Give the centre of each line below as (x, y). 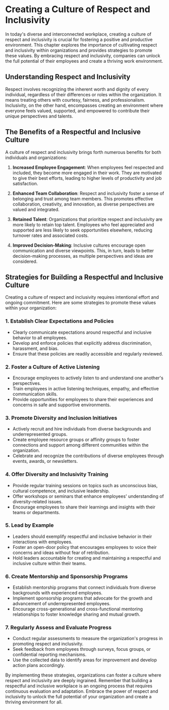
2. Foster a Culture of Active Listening (52, 367)
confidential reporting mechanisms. (49, 655)
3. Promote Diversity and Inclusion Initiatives (61, 418)
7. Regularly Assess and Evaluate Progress (59, 627)
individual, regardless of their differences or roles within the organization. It (83, 94)
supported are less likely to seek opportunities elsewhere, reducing (82, 230)
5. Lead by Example (30, 525)
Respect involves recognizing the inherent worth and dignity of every (77, 89)
